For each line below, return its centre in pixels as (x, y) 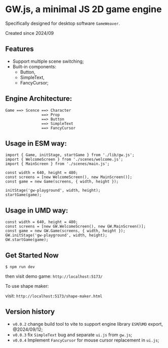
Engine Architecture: (39, 99)
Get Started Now (32, 255)
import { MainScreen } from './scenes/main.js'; (57, 164)
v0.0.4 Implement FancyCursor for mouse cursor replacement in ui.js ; (86, 340)
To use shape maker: (27, 286)
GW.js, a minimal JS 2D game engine (83, 9)
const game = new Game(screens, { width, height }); (62, 182)
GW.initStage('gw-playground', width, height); (56, 235)
